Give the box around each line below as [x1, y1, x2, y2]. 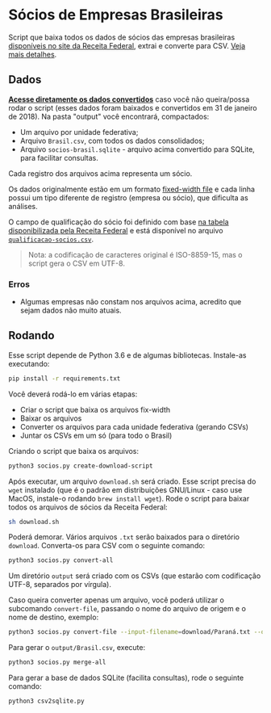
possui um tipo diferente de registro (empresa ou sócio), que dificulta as [8, 192, 248, 203]
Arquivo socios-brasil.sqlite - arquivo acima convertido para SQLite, [19, 144, 256, 154]
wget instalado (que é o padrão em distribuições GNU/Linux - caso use [8, 484, 243, 494]
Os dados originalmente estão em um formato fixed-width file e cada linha [8, 184, 256, 194]
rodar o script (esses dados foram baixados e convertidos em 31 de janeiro [8, 103, 257, 112]
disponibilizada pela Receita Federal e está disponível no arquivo [8, 225, 223, 235]
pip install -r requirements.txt [8, 374, 121, 383]
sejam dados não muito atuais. [19, 305, 123, 316]
